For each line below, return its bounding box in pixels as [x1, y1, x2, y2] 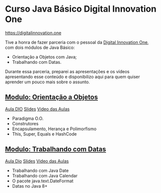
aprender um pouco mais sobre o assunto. [5, 79, 90, 85]
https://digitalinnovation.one [5, 30, 62, 36]
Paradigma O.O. [12, 116, 44, 121]
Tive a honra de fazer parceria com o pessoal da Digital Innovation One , [5, 39, 149, 45]
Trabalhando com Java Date [12, 167, 69, 174]
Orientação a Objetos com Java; [12, 54, 77, 59]
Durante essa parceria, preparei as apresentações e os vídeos [5, 68, 130, 74]
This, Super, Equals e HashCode [12, 131, 77, 137]
